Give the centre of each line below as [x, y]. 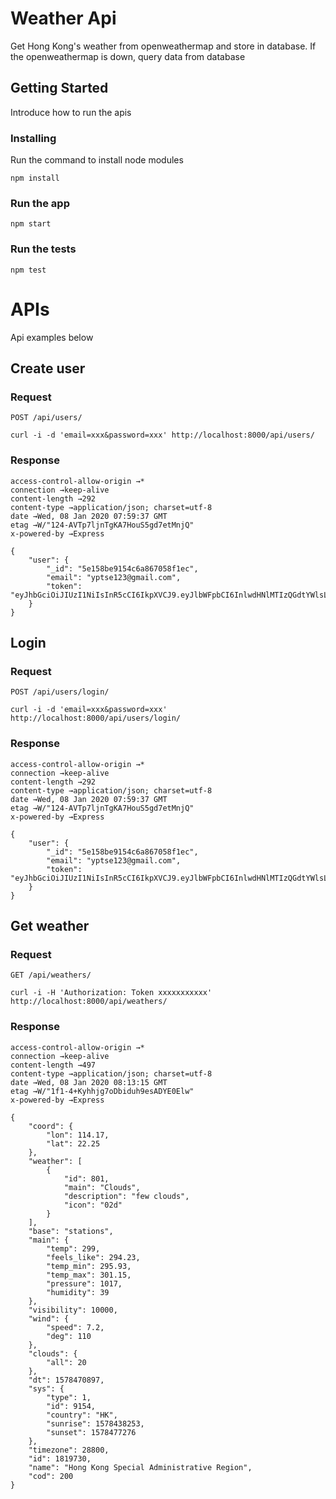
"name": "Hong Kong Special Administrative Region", [140, 1467]
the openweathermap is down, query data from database [128, 56]
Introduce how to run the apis [71, 112]
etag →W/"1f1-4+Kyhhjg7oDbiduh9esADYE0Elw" [102, 1091]
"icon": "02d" [93, 1205]
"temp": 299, [73, 1248]
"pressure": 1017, [84, 1283]
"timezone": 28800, [69, 1450]
